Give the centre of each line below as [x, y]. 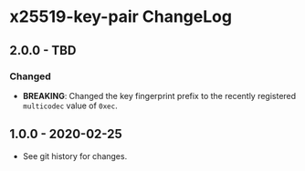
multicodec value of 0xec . [70, 106]
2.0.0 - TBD [43, 50]
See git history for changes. [75, 156]
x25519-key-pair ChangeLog [121, 17]
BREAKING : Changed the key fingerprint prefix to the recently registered [159, 96]
